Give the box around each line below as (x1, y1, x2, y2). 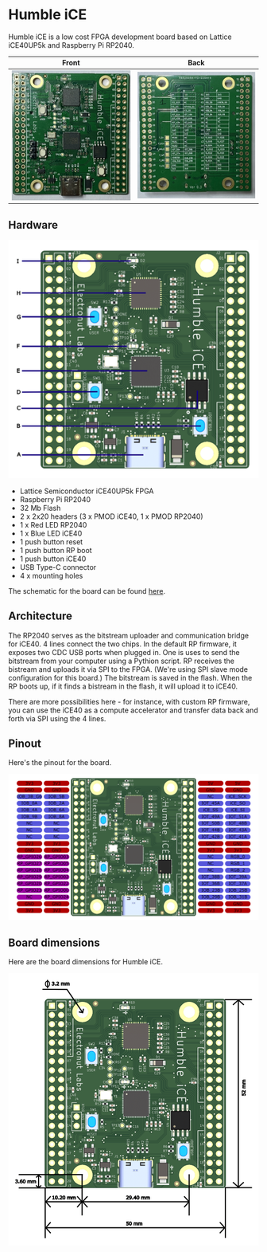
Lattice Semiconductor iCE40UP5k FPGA (19, 486, 154, 496)
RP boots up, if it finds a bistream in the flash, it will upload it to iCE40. (8, 681, 238, 691)
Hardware (8, 218, 58, 232)
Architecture (8, 610, 73, 623)
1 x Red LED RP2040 (19, 520, 87, 529)
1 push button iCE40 (19, 554, 87, 563)
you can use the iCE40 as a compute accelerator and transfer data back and (8, 705, 258, 715)
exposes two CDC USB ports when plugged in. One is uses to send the (8, 647, 240, 657)
